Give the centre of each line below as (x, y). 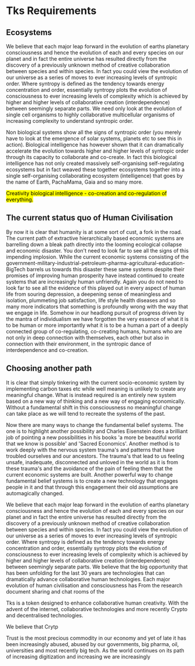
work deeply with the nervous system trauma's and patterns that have (90, 450)
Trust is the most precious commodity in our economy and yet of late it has (96, 638)
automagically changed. (35, 493)
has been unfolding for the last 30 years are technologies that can (85, 573)
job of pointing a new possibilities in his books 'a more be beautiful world (94, 437)
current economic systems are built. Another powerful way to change (90, 474)
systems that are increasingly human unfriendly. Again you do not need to (95, 281)
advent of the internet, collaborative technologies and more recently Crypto (97, 609)
